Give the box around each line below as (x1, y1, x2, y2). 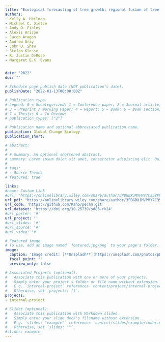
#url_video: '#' (5, 229, 38, 234)
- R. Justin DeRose (5, 53, 45, 58)
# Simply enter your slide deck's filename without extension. (5, 315, 141, 320)
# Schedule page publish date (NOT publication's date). (5, 84, 124, 89)
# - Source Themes (5, 170, 43, 175)
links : (5, 184, 19, 188)
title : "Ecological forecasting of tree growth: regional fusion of (5, 7, 148, 12)
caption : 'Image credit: (9, 252, 60, 257)
